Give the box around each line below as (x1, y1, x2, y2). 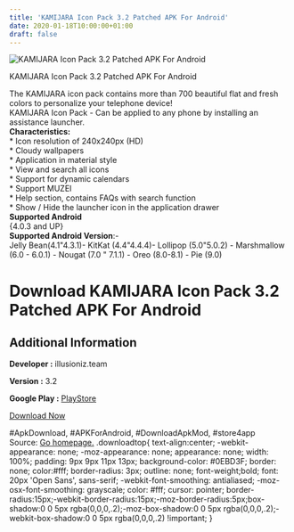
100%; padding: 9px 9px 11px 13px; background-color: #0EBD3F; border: (9, 456, 277, 467)
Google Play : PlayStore (9, 393, 96, 404)
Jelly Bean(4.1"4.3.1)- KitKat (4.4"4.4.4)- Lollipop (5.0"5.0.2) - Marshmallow (9, 240, 285, 250)
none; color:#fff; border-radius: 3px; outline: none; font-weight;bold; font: (9, 465, 279, 477)
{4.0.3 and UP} (9, 221, 64, 232)
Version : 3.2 (9, 376, 58, 387)
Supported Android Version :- (9, 231, 119, 241)
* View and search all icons (9, 164, 110, 175)
